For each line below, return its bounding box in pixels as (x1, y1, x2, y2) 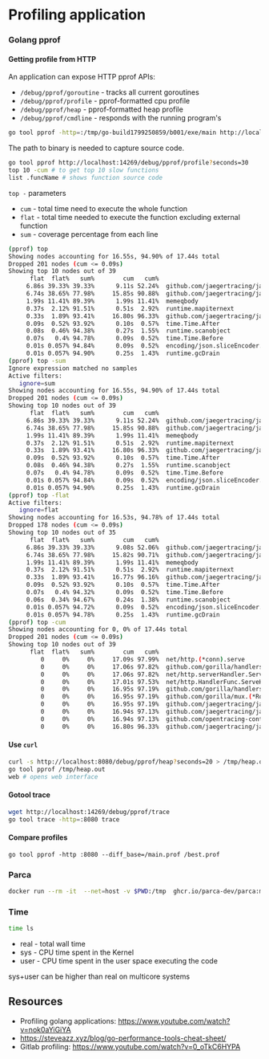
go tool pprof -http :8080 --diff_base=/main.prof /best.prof (8, 850, 220, 858)
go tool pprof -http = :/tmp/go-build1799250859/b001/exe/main (8, 128, 217, 137)
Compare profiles (8, 833, 68, 842)
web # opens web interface (8, 772, 98, 780)
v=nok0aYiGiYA (19, 1024, 71, 1034)
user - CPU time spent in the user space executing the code (19, 956, 219, 966)
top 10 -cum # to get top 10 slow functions (8, 166, 159, 174)
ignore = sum (18, 379, 56, 387)
